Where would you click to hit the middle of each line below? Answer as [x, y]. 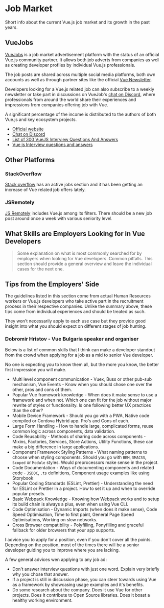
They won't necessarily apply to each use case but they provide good [75, 321]
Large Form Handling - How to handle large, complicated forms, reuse [83, 426]
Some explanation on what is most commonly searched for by [79, 253]
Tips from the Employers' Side [52, 284]
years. [12, 27]
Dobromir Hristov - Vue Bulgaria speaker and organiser [72, 339]
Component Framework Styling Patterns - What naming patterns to [80, 452]
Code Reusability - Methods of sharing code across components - [79, 436]
